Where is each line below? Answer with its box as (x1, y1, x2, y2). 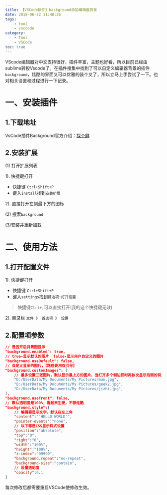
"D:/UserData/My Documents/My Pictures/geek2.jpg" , (14, 382, 123, 387)
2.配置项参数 (5, 331, 45, 340)
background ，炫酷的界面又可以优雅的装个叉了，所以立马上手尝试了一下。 (5, 71, 154, 77)
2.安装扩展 (5, 148, 38, 157)
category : (5, 30, 26, 35)
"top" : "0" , (14, 433, 37, 438)
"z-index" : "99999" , (14, 452, 55, 457)
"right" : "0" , (14, 438, 41, 443)
